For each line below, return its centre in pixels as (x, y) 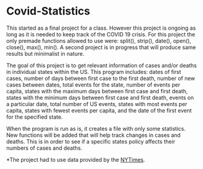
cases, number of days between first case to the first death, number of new (101, 78)
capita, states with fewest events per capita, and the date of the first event (99, 110)
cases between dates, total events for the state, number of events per (93, 85)
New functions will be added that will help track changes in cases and (93, 135)
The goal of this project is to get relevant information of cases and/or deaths (101, 65)
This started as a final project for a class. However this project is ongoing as (101, 28)
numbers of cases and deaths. (45, 148)
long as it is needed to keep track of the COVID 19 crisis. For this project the (101, 34)
